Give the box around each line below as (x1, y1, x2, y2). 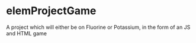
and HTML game (6, 29, 47, 37)
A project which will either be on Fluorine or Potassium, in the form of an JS (6, 24, 191, 31)
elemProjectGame (6, 4, 97, 18)
